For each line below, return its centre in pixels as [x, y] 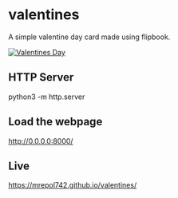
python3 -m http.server [47, 97]
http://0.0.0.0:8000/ [41, 141]
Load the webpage [55, 122]
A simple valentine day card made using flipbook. [89, 37]
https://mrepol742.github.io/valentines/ [73, 185]
